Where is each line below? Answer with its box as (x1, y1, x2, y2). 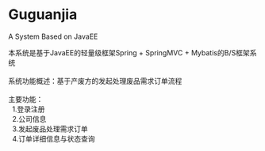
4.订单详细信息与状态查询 (11, 134, 95, 143)
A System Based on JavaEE (8, 32, 98, 41)
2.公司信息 (11, 114, 47, 123)
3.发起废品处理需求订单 (11, 124, 89, 134)
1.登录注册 (11, 104, 45, 114)
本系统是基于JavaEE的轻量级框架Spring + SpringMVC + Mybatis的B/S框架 (8, 47, 250, 57)
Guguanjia (8, 6, 78, 24)
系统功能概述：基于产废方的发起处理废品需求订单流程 (8, 76, 182, 85)
